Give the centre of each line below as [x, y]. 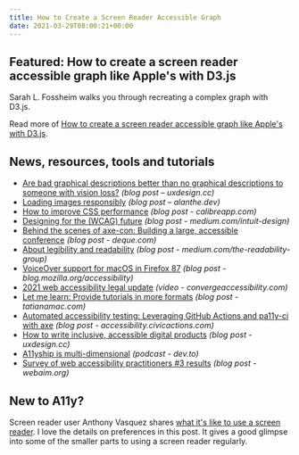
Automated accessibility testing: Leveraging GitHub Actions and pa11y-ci [155, 316]
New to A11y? [47, 401]
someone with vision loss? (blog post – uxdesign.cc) [118, 193]
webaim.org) [46, 373]
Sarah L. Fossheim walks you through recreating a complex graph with [139, 97]
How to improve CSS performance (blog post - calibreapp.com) [139, 211]
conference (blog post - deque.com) [89, 240]
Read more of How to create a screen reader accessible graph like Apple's [146, 124]
